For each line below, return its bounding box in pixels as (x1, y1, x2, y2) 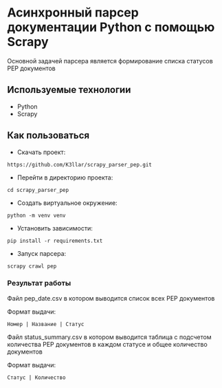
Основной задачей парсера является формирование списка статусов (7, 56, 213, 65)
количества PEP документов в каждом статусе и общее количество (7, 340, 208, 348)
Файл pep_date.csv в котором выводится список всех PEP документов (7, 294, 215, 302)
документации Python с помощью (7, 19, 215, 35)
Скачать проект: (16, 148, 66, 156)
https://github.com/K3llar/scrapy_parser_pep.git (7, 161, 153, 168)
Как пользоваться (7, 129, 90, 142)
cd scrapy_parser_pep (7, 186, 69, 193)
